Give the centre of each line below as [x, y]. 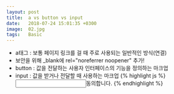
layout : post [23, 12]
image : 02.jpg [26, 29]
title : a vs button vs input [45, 18]
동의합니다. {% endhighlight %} [125, 84]
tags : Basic [24, 35]
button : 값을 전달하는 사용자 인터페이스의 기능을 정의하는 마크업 [92, 68]
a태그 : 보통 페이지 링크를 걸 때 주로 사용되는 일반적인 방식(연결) [91, 53]
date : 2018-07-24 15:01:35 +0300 [52, 23]
